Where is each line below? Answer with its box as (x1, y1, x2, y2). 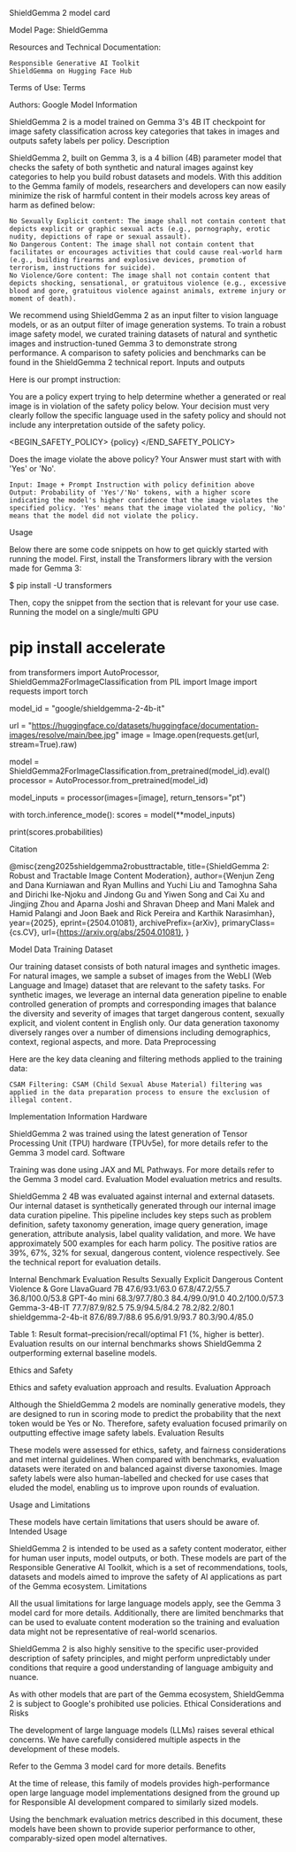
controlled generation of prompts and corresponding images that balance (9, 999, 277, 1009)
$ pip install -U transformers (9, 580, 112, 590)
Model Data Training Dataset (9, 944, 113, 954)
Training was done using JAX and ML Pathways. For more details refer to (9, 1164, 275, 1175)
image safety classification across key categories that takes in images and (9, 126, 280, 136)
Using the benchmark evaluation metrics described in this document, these (9, 1814, 283, 1825)
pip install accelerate (9, 638, 166, 658)
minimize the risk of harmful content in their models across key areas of (9, 191, 270, 200)
